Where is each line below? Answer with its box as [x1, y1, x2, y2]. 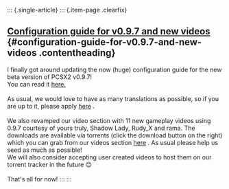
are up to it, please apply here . [7, 102, 95, 110]
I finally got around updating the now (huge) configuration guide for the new [7, 65, 222, 74]
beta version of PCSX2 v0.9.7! [7, 72, 93, 81]
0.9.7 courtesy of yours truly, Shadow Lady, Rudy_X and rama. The [7, 124, 195, 132]
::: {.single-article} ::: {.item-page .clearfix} [7, 6, 128, 14]
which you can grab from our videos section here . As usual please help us [7, 138, 218, 146]
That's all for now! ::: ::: [7, 175, 72, 183]
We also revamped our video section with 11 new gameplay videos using [7, 116, 211, 124]
